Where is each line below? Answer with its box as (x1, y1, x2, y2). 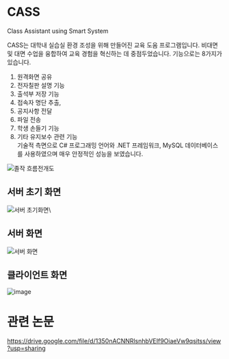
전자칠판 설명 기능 (16, 81, 65, 89)
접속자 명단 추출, (16, 98, 62, 106)
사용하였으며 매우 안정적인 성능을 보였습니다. (24, 149, 144, 158)
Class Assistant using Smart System (7, 27, 109, 35)
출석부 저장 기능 (16, 90, 59, 98)
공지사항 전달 (16, 107, 53, 115)
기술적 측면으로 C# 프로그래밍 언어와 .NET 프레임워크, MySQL (16, 141, 184, 149)
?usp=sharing (7, 344, 46, 353)
